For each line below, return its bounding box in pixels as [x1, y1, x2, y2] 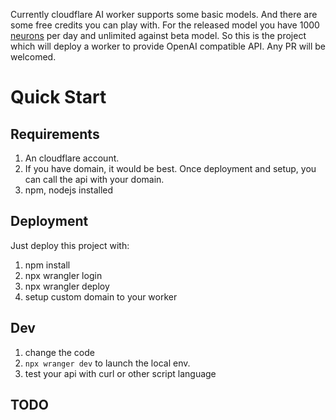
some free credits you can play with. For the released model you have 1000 [10, 19, 320, 31]
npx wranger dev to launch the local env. [24, 357, 191, 369]
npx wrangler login [24, 269, 103, 281]
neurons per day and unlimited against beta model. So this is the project [10, 30, 307, 41]
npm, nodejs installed [24, 184, 114, 196]
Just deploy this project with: [10, 239, 130, 251]
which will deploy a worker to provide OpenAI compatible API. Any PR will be [10, 40, 326, 52]
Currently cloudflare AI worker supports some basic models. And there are [10, 9, 318, 20]
